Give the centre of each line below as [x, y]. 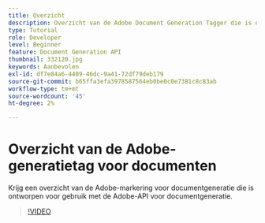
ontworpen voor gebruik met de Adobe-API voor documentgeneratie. [120, 196]
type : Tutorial [33, 30]
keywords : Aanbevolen [44, 67]
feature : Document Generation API [65, 52]
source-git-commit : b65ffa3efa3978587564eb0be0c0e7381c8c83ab [112, 81]
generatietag [51, 166]
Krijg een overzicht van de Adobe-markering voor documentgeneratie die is [131, 188]
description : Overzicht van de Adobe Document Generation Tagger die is [130, 23]
